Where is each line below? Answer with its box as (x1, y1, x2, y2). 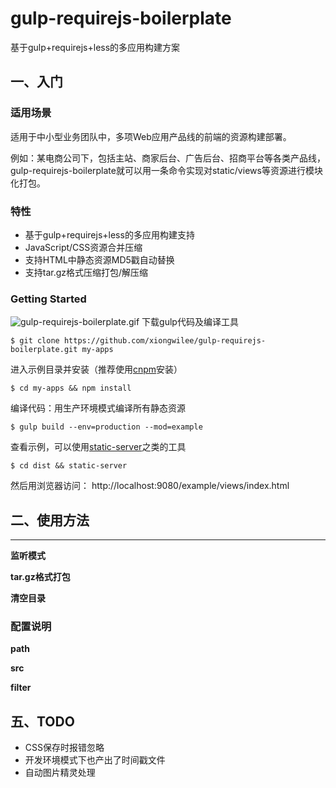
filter (10, 682, 32, 694)
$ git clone (10, 336, 60, 346)
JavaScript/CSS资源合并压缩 (24, 241, 143, 253)
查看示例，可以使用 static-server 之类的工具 (10, 441, 187, 453)
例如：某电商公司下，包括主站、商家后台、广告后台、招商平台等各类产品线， (10, 152, 326, 164)
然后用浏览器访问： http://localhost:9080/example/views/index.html (10, 480, 290, 492)
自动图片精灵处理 (24, 767, 96, 779)
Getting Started (10, 292, 87, 306)
